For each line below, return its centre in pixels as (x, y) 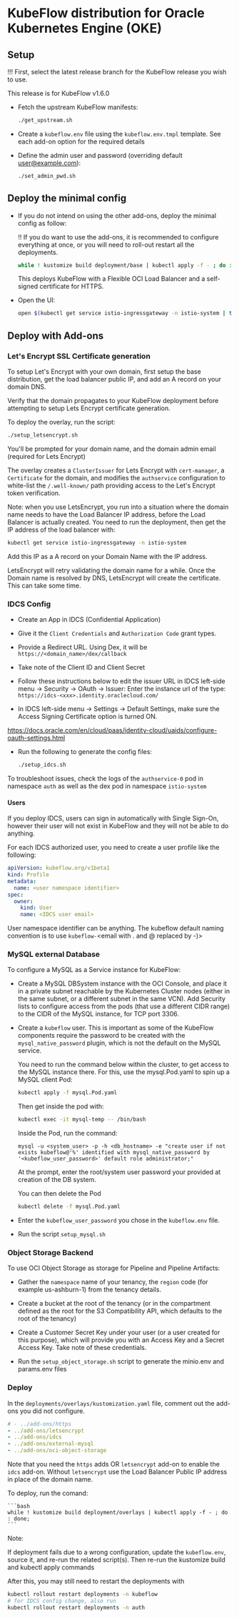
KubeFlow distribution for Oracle (106, 13)
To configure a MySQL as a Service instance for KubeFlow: (94, 970)
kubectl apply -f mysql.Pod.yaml (67, 1093)
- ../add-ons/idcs (35, 1437)
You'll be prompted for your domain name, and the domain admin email (112, 449)
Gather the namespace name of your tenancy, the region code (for (113, 1282)
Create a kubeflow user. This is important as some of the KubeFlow (116, 1028)
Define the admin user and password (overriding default (100, 155)
